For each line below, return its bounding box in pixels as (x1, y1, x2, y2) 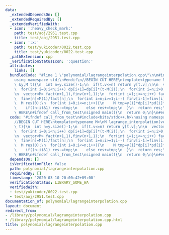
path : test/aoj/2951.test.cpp (14, 31, 78, 36)
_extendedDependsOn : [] (10, 12, 59, 17)
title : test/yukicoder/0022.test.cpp (14, 49, 94, 54)
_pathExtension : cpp (10, 54, 53, 59)
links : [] (14, 68, 35, 73)
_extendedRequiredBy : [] (10, 17, 62, 22)
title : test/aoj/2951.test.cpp (14, 36, 80, 41)
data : (5, 7, 17, 13)
